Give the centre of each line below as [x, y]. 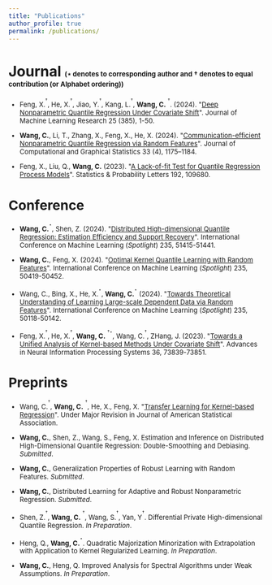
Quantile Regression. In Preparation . [76, 525]
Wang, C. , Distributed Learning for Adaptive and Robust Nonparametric [131, 491]
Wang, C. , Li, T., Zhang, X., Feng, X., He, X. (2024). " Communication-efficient [140, 136]
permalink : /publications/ [54, 31]
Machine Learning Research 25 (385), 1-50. [87, 121]
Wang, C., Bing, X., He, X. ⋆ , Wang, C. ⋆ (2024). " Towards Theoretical [125, 292]
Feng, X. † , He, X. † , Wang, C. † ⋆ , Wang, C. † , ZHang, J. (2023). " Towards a [131, 334]
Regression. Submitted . [56, 499]
